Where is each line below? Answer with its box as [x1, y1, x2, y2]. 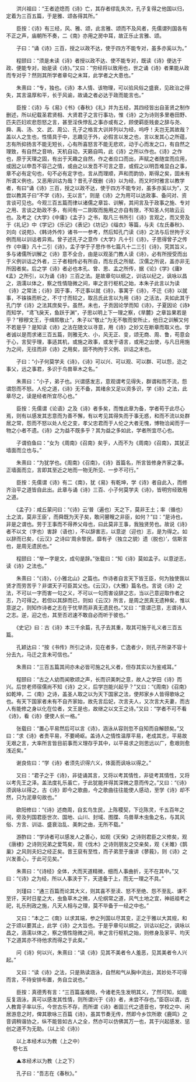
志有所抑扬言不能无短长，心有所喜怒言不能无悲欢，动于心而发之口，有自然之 [6, 141, 190, 148]
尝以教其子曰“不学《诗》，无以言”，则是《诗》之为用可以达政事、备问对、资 [6, 192, 187, 199]
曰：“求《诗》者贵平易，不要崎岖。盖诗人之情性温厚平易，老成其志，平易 [6, 732, 183, 739]
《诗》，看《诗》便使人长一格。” [6, 712, 80, 719]
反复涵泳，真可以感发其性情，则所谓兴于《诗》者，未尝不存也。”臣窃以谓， [6, 996, 185, 1003]
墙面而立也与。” [6, 447, 42, 453]
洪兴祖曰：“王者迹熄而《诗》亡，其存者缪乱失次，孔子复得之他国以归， [16, 5, 188, 12]
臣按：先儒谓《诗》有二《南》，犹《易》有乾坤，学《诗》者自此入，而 [16, 479, 183, 486]
